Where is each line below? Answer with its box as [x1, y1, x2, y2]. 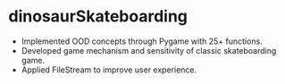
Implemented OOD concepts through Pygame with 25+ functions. [21, 36, 263, 46]
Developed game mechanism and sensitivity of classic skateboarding [21, 45, 277, 55]
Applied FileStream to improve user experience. [21, 64, 197, 75]
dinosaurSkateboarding [8, 6, 189, 27]
